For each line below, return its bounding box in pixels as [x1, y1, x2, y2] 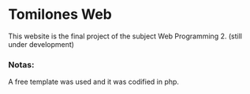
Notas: [8, 59, 35, 70]
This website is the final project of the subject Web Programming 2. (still [8, 31, 243, 41]
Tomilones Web [8, 5, 112, 23]
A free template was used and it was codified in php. [8, 77, 180, 87]
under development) [8, 39, 75, 49]
